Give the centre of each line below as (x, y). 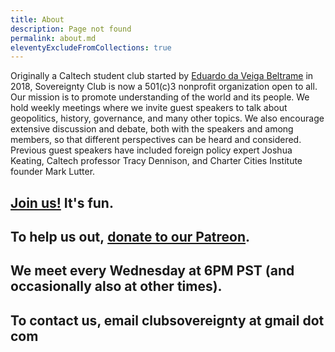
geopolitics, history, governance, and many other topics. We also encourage (167, 118)
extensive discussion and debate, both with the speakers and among (152, 129)
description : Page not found (71, 29)
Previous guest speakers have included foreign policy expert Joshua (151, 150)
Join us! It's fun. (62, 202)
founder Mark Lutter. (53, 172)
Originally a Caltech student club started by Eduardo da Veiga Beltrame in (162, 76)
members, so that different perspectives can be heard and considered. (156, 140)
